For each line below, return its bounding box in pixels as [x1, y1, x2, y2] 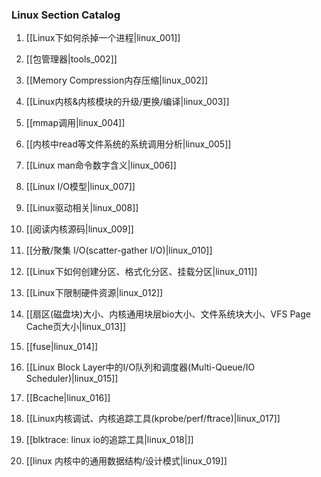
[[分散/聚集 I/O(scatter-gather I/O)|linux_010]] [25, 244, 213, 257]
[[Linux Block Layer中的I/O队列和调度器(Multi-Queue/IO [25, 361, 256, 373]
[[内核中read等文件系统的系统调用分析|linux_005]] [25, 138, 232, 150]
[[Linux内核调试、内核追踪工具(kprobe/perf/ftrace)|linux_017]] [25, 413, 281, 425]
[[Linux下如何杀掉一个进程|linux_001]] [25, 32, 181, 44]
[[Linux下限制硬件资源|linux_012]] [25, 287, 164, 299]
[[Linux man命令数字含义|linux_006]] [25, 159, 177, 172]
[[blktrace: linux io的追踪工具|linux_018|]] [25, 434, 194, 446]
